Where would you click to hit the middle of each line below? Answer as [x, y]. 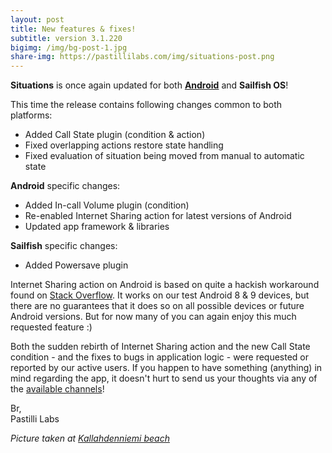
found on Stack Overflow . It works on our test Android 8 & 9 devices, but [160, 295]
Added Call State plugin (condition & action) [115, 135]
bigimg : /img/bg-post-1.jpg [69, 47]
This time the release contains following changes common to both [146, 105]
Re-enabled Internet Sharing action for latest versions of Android [158, 216]
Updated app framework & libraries [97, 227]
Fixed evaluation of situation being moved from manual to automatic [164, 156]
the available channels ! [57, 389]
